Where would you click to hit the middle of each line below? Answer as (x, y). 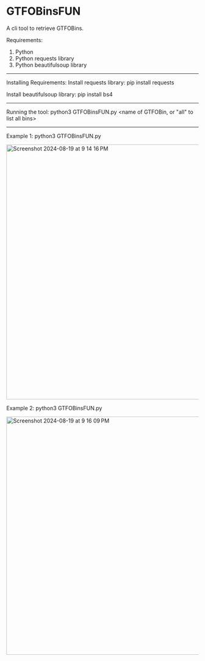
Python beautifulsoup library (51, 65)
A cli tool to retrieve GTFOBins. (45, 28)
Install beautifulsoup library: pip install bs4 (59, 94)
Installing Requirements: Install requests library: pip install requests (90, 82)
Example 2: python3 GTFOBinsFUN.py (54, 408)
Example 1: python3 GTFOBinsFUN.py (54, 136)
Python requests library (45, 58)
